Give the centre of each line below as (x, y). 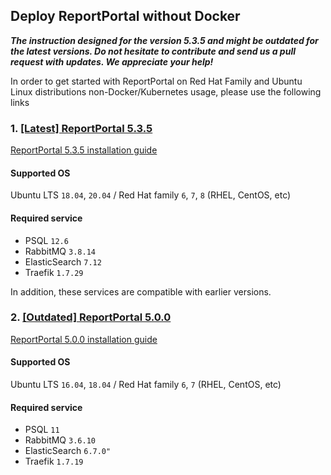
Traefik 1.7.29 (54, 272)
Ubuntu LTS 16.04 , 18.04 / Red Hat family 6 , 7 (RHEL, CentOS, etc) (146, 385)
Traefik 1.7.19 (54, 461)
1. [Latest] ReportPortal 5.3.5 (81, 128)
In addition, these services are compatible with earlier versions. (141, 291)
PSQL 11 (42, 430)
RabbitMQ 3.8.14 (60, 251)
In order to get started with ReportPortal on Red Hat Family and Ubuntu (156, 81)
